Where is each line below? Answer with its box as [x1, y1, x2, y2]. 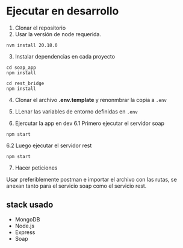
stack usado [6, 200, 54, 210]
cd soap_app [6, 65, 36, 71]
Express [14, 228, 36, 236]
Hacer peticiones [14, 164, 58, 171]
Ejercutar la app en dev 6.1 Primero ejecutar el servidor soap [14, 119, 164, 127]
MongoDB [14, 215, 40, 223]
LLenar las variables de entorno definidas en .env [14, 107, 138, 115]
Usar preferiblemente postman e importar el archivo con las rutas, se [6, 176, 178, 183]
